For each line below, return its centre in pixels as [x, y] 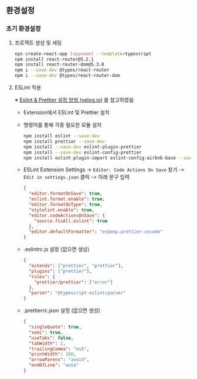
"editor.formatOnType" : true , [65, 205]
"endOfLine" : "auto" [54, 366]
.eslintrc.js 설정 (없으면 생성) [56, 249]
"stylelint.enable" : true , [62, 210]
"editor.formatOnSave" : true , [65, 194]
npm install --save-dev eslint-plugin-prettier [82, 147]
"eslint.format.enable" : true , [67, 199]
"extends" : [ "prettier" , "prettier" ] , [76, 266]
